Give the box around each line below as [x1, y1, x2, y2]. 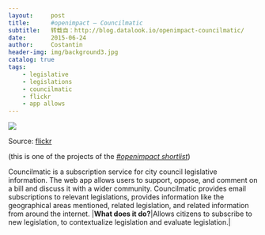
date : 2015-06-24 [8, 33, 87, 42]
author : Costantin [8, 41, 83, 49]
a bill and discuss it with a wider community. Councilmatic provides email [8, 184, 247, 194]
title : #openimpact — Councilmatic [8, 19, 144, 27]
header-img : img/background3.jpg [8, 48, 119, 56]
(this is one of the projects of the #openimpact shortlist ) [8, 152, 191, 161]
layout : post [8, 11, 66, 20]
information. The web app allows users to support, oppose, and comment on [8, 176, 258, 185]
